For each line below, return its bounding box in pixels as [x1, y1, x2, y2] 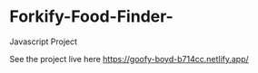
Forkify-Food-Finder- [9, 6, 174, 27]
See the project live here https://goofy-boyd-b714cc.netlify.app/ [9, 53, 250, 64]
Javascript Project [9, 36, 78, 47]
